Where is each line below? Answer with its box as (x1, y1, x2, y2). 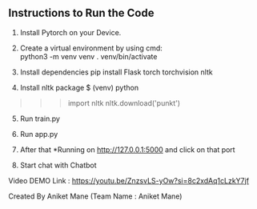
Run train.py (19, 114, 60, 123)
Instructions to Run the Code (8, 6, 155, 20)
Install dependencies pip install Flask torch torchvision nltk (19, 67, 214, 77)
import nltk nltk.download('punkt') (67, 98, 181, 107)
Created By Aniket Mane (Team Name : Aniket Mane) (8, 191, 183, 201)
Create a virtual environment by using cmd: (19, 43, 163, 53)
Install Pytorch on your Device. (19, 27, 122, 37)
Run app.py (19, 129, 58, 139)
